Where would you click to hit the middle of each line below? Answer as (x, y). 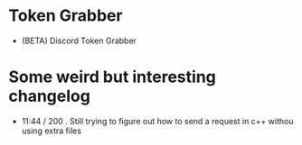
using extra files (52, 131)
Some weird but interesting (112, 77)
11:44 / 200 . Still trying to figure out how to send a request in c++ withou (157, 121)
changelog (50, 96)
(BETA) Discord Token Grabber (79, 41)
